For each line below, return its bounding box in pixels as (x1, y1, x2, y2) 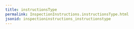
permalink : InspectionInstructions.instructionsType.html (5, 12, 129, 17)
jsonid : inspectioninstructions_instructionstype (5, 16, 111, 21)
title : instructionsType (5, 7, 57, 12)
